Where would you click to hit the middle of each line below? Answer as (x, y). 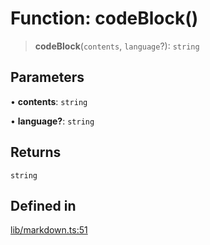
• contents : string (49, 101)
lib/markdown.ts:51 (49, 230)
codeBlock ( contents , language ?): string (117, 46)
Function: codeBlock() (104, 18)
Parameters (47, 77)
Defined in (43, 205)
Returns (36, 152)
